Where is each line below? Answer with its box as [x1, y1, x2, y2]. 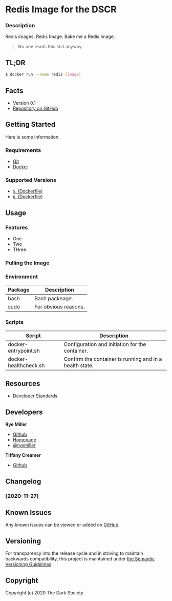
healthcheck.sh [8, 362, 45, 369]
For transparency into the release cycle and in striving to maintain [5, 550, 143, 556]
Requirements [5, 146, 41, 153]
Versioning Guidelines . [5, 561, 53, 568]
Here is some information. [5, 133, 60, 140]
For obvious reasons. [34, 303, 85, 311]
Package [8, 286, 30, 294]
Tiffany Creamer [5, 452, 41, 458]
